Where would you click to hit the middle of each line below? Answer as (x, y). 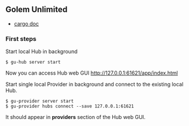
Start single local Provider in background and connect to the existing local (94, 85)
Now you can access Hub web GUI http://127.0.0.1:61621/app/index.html (92, 73)
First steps (21, 38)
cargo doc (26, 23)
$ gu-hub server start (33, 62)
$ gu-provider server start (40, 101)
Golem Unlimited (37, 10)
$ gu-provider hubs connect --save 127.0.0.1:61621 (70, 106)
